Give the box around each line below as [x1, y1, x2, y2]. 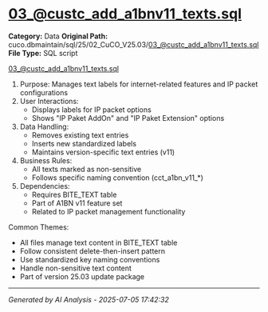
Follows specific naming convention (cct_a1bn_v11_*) [31, 173, 203, 182]
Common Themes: [8, 222, 69, 232]
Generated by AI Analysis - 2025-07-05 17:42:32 [8, 294, 169, 304]
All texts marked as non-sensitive [31, 164, 142, 174]
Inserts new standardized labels [31, 138, 137, 148]
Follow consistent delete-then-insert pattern [19, 246, 166, 256]
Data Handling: [19, 122, 69, 131]
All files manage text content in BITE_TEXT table [19, 238, 178, 247]
